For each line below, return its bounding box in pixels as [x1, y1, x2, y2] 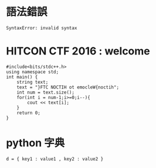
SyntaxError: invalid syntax [6, 25, 77, 31]
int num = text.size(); [16, 89, 75, 95]
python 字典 [6, 136, 65, 150]
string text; [16, 79, 49, 85]
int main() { [6, 74, 38, 80]
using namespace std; [6, 68, 59, 75]
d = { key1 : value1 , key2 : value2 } [6, 156, 104, 162]
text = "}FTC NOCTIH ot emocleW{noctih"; [16, 84, 119, 90]
